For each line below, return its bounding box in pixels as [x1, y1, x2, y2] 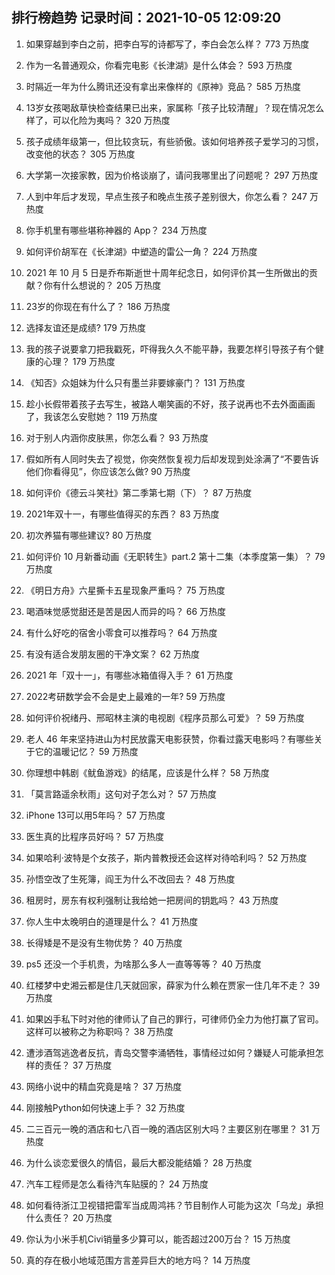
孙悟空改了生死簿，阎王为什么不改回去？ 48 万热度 [25, 873, 236, 885]
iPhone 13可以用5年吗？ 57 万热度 [25, 809, 166, 821]
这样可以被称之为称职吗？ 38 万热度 [25, 1025, 174, 1037]
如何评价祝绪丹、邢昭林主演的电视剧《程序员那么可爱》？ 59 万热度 [25, 711, 305, 723]
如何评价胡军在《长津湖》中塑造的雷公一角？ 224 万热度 [25, 245, 258, 257]
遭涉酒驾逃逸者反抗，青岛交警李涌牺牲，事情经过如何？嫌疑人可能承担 [25, 1046, 316, 1058]
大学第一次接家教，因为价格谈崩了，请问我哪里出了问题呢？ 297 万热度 [25, 169, 319, 181]
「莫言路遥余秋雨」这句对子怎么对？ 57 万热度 [25, 788, 217, 800]
